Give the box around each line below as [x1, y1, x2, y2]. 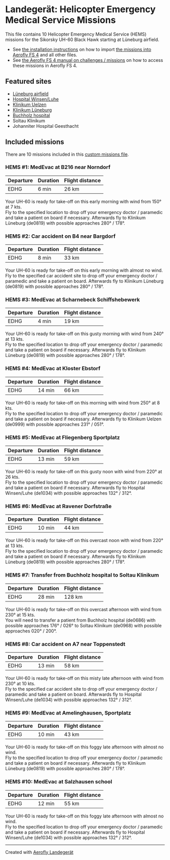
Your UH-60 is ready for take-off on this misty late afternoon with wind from [5, 675, 164, 681]
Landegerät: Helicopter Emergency [5, 4, 156, 15]
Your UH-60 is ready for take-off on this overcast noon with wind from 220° [5, 537, 163, 544]
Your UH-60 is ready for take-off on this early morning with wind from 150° [5, 198, 162, 204]
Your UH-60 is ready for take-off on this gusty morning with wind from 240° [5, 331, 164, 337]
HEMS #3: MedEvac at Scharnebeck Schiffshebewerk [5, 296, 140, 303]
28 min [37, 593, 55, 600]
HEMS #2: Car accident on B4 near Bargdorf [5, 232, 116, 239]
